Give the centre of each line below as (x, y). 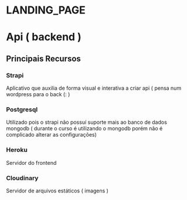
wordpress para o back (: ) (38, 94)
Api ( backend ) (44, 37)
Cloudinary (22, 178)
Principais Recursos (43, 58)
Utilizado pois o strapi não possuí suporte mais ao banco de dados (86, 122)
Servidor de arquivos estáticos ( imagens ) (57, 191)
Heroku (17, 150)
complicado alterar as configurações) (51, 135)
